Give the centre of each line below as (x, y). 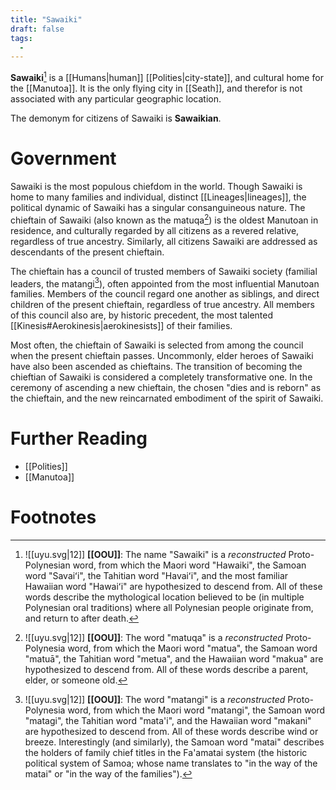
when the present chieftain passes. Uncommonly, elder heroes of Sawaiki (162, 356)
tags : (21, 38)
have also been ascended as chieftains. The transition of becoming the (156, 367)
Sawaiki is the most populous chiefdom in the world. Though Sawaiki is (156, 186)
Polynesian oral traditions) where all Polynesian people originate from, (169, 608)
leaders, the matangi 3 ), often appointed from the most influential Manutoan (165, 283)
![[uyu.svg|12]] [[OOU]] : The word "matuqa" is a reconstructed (153, 638)
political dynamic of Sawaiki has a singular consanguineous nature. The (158, 207)
